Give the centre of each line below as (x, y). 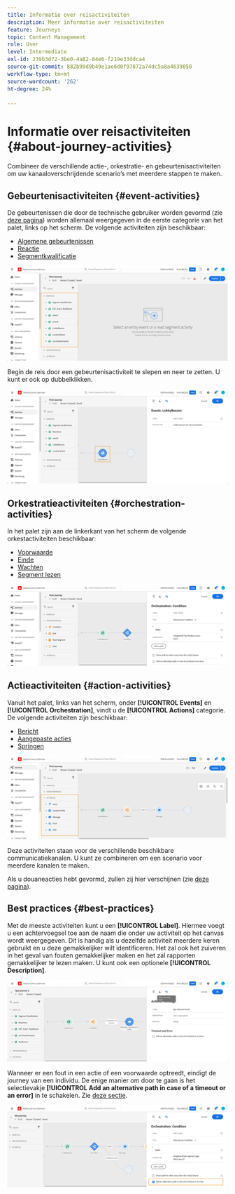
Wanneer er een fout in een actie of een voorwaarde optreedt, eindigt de (112, 1073)
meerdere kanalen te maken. (48, 865)
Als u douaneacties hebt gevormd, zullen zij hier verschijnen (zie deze (108, 879)
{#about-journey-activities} (90, 147)
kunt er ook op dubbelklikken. (50, 379)
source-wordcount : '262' (43, 81)
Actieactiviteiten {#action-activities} (89, 685)
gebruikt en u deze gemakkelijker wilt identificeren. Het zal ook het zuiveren (116, 948)
